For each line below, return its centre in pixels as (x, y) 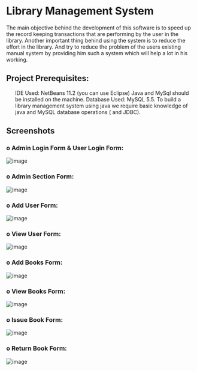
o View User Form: (34, 234)
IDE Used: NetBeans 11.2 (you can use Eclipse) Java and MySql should (102, 93)
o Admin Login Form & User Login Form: (65, 148)
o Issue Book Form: (35, 319)
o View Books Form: (36, 291)
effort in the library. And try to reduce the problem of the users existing (94, 47)
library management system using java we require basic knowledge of (101, 106)
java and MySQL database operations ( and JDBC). (78, 112)
